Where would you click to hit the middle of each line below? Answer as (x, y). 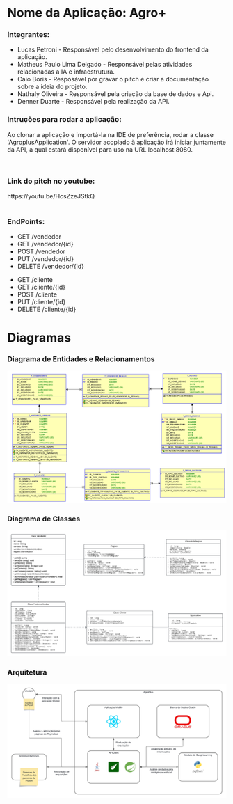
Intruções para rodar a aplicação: (64, 120)
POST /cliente (37, 294)
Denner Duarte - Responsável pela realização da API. (93, 102)
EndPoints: (26, 222)
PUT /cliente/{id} (41, 302)
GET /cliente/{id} (41, 287)
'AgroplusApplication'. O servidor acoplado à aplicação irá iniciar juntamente (116, 142)
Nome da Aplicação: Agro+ (87, 13)
